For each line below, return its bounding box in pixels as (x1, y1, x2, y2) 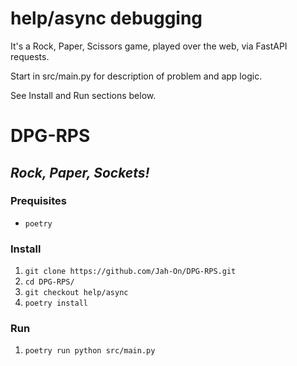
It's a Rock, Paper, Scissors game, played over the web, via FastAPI (10, 40, 288, 52)
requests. (10, 50, 50, 62)
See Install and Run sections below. (10, 89, 157, 101)
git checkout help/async (24, 288, 129, 298)
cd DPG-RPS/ (24, 277, 75, 287)
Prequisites (10, 194, 67, 208)
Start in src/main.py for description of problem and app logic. (10, 70, 263, 82)
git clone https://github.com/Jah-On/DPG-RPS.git (24, 267, 237, 277)
